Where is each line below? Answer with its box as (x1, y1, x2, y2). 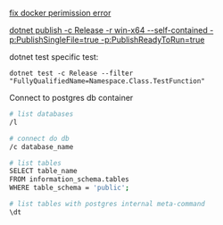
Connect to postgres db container (9, 93, 134, 103)
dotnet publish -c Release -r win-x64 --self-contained (9, 25, 208, 35)
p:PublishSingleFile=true (9, 35, 100, 45)
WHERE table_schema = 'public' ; (9, 183, 129, 193)
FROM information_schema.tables (9, 175, 129, 184)
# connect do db (9, 134, 70, 143)
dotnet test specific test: (9, 52, 99, 62)
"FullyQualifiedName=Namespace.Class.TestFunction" (9, 77, 205, 86)
